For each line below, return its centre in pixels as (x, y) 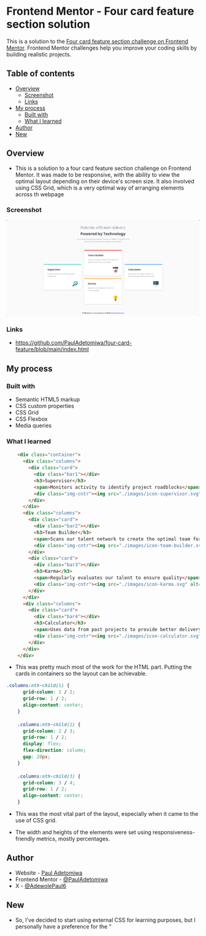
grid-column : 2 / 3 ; (49, 731)
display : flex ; (42, 744)
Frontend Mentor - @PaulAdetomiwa (62, 879)
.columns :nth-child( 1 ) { (38, 686)
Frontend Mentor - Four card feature (100, 11)
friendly (25, 839)
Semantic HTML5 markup (48, 399)
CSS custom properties (45, 406)
